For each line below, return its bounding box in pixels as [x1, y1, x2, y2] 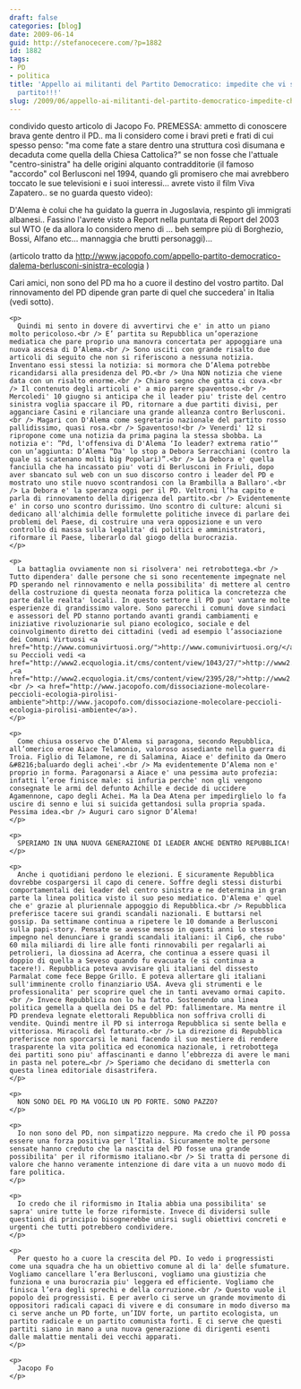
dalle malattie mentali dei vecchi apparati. [9, 1333, 182, 1342]
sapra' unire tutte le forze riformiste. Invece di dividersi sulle [9, 1207, 271, 1216]
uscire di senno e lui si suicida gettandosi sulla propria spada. [9, 800, 267, 809]
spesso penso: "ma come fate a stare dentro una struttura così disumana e [9, 140, 285, 150]
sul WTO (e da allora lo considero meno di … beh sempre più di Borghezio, [9, 224, 284, 235]
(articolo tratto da [9, 251, 74, 262]
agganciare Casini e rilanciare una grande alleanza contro [9, 408, 239, 417]
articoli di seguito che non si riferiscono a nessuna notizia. [9, 353, 254, 363]
